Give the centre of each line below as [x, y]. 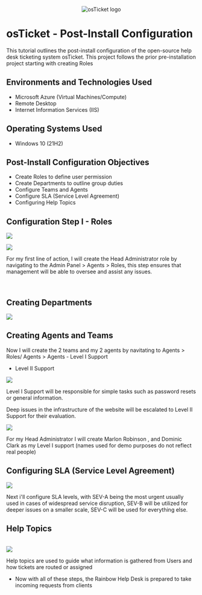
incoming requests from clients [53, 585]
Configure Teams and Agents [52, 190]
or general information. [35, 398]
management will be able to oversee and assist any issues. [79, 271]
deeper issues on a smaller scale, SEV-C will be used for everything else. [97, 509]
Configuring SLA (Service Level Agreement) [90, 471]
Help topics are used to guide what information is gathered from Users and [99, 561]
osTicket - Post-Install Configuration [99, 34]
